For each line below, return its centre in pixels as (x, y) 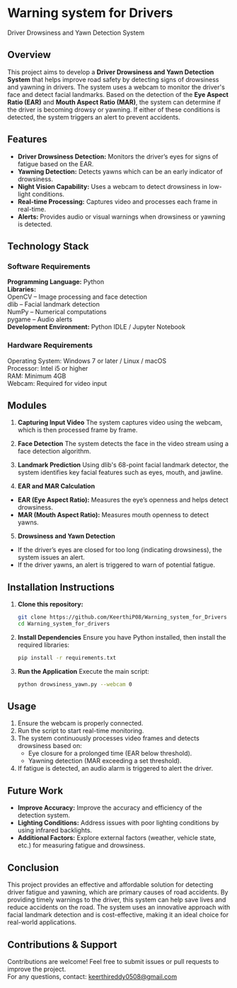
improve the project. (37, 969)
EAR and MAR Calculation (56, 486)
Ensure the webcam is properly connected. (80, 723)
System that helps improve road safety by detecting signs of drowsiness (113, 79)
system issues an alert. (51, 558)
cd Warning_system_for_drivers (64, 624)
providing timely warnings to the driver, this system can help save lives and (117, 900)
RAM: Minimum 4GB (37, 376)
